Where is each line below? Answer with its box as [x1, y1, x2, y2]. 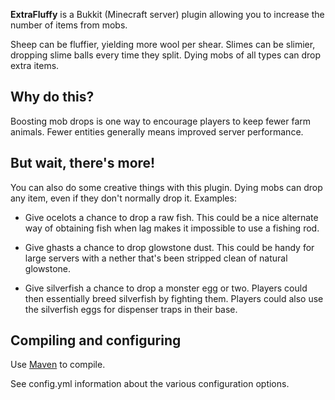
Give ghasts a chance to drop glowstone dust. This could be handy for [24, 241, 315, 253]
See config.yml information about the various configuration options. [10, 378, 290, 390]
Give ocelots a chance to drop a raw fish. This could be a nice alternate [24, 211, 319, 223]
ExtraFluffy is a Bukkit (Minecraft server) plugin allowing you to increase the [10, 9, 325, 20]
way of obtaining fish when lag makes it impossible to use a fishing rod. [24, 222, 320, 234]
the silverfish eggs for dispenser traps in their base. [24, 303, 238, 315]
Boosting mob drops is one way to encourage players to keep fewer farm [10, 115, 312, 127]
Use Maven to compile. [10, 359, 106, 371]
